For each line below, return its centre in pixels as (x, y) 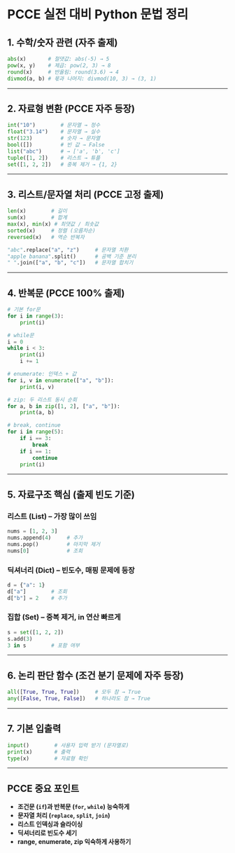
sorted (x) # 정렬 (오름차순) (51, 231)
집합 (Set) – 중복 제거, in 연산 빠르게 (64, 617)
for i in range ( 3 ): (36, 316)
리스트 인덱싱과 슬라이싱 (50, 824)
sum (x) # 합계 (37, 218)
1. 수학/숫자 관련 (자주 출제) (63, 42)
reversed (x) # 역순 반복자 (46, 237)
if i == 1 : (36, 451)
